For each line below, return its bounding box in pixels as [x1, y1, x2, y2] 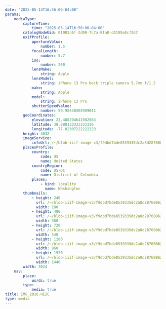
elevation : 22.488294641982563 [31, 117, 96, 122]
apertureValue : [31, 39, 63, 44]
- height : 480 [31, 209, 61, 214]
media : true [31, 287, 56, 292]
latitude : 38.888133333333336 [31, 122, 94, 127]
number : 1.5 [40, 44, 65, 49]
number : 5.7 [40, 53, 65, 58]
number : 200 [40, 62, 65, 67]
